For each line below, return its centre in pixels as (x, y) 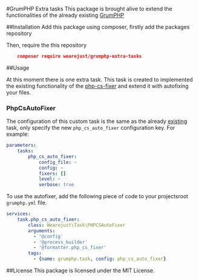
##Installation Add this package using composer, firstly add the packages (98, 27)
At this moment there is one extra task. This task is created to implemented (99, 79)
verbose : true (56, 185)
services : (19, 214)
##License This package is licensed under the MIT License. (80, 271)
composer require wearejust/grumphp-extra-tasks (80, 56)
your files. (19, 92)
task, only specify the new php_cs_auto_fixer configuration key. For (91, 128)
